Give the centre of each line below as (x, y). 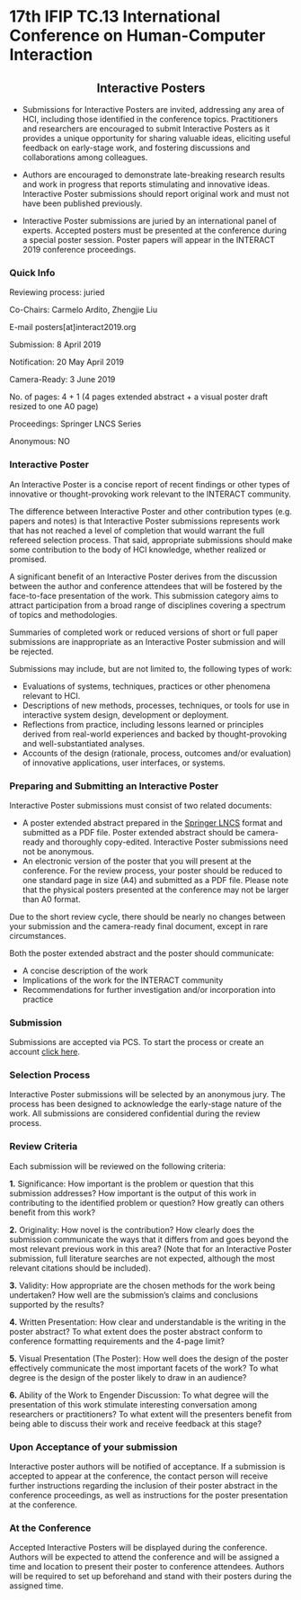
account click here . (45, 1052)
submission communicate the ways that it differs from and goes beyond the (149, 1239)
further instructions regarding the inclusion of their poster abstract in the (144, 1486)
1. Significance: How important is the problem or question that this (132, 1184)
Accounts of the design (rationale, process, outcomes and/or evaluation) (157, 753)
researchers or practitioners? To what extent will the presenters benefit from (150, 1414)
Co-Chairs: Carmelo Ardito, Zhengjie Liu (84, 310)
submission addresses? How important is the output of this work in (133, 1193)
